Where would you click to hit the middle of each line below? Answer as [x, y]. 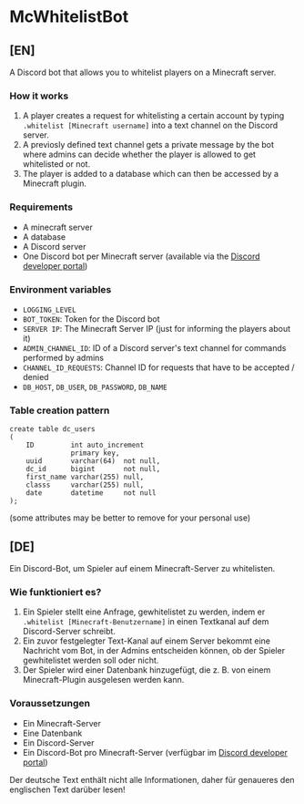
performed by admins [63, 357]
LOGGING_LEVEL [49, 310]
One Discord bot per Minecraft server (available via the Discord [141, 256]
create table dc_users [52, 429]
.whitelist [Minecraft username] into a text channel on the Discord [150, 126]
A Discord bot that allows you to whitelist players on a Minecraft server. [143, 72]
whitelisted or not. [56, 164]
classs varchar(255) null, [85, 485]
